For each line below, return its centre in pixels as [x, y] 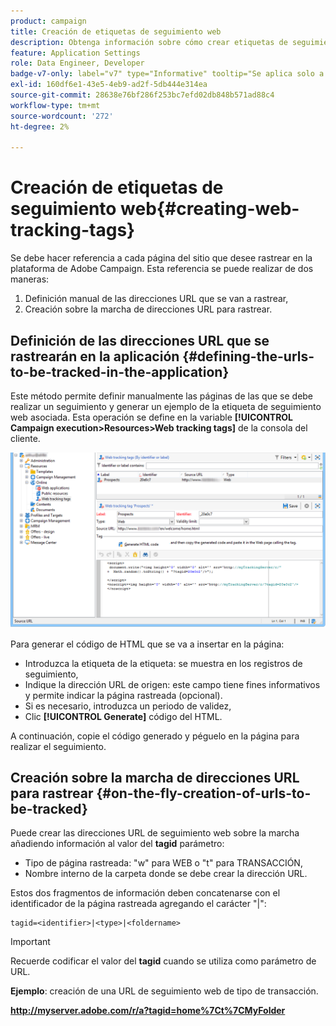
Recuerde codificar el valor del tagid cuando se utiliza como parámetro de [163, 961]
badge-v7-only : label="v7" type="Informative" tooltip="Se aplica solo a [167, 74]
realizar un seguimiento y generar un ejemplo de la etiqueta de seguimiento [166, 406]
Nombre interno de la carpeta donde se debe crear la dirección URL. [166, 874]
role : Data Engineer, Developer [77, 63]
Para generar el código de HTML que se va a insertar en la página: [147, 644]
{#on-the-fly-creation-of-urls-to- [204, 793]
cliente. [25, 438]
